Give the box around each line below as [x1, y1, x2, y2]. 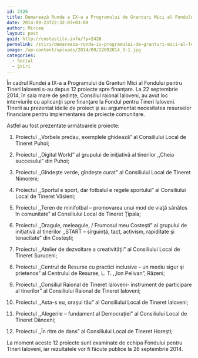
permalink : [6, 42, 33, 48]
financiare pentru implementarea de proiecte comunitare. [6, 111, 145, 118]
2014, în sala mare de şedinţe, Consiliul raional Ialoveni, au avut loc [6, 92, 169, 99]
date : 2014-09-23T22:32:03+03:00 [6, 19, 89, 25]
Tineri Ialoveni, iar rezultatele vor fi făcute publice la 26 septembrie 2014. [6, 346, 183, 353]
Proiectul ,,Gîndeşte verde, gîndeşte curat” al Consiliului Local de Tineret [15, 169, 191, 176]
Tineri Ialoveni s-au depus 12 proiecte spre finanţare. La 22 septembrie [6, 86, 179, 93]
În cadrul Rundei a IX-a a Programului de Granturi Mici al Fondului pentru [6, 79, 183, 87]
